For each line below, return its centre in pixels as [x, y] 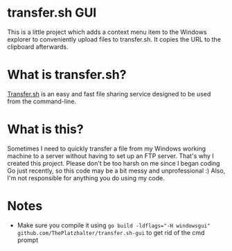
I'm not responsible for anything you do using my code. [86, 178]
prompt [28, 240]
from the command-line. [42, 101]
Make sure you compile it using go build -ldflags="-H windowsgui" [114, 225]
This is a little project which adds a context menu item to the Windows [107, 32]
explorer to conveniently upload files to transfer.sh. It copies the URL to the [114, 39]
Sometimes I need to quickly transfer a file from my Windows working [107, 148]
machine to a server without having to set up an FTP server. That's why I [111, 156]
